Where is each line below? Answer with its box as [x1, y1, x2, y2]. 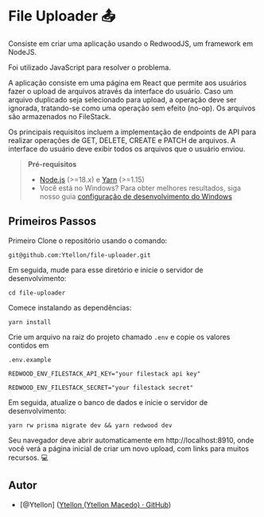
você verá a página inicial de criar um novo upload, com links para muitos [8, 443, 249, 453]
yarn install [8, 318, 52, 326]
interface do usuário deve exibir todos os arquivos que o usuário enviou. [8, 144, 246, 153]
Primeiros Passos [8, 214, 97, 228]
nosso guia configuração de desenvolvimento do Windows [39, 191, 233, 201]
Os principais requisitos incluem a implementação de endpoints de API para [8, 127, 257, 137]
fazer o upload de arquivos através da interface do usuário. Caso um [8, 86, 234, 96]
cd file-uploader [8, 288, 66, 297]
